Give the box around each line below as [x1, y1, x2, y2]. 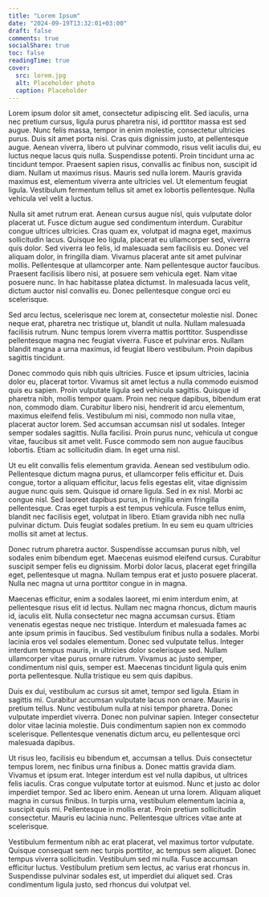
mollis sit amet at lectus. [8, 529, 88, 539]
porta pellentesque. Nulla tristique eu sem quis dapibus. [8, 671, 194, 681]
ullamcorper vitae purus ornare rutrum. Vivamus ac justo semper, [8, 654, 224, 663]
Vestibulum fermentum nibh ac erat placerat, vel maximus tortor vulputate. [8, 837, 255, 847]
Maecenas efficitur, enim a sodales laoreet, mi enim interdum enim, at [8, 594, 238, 604]
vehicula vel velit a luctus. [8, 194, 94, 203]
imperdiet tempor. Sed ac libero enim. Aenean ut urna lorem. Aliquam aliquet [8, 788, 261, 797]
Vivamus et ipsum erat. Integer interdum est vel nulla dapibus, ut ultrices [8, 770, 248, 780]
